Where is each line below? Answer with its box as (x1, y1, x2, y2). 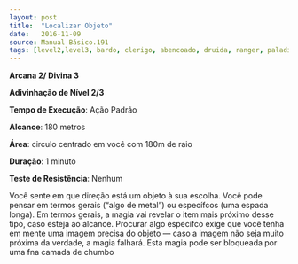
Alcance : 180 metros (9, 121, 86, 133)
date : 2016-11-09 (9, 29, 82, 38)
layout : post (9, 12, 58, 22)
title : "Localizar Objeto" (9, 21, 114, 30)
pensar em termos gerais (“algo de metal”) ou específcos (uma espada (9, 200, 269, 211)
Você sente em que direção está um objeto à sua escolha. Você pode (9, 190, 263, 201)
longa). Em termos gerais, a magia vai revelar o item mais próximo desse (9, 209, 275, 220)
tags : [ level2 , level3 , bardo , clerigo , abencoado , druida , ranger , (9, 46, 264, 55)
